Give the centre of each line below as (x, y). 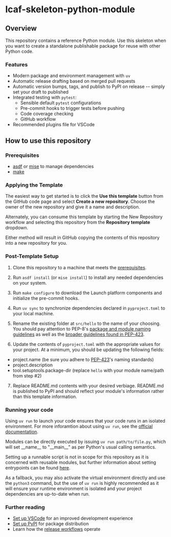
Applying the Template (34, 185)
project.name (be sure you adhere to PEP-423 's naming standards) (83, 359)
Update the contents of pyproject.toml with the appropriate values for (87, 344)
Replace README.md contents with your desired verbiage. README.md (88, 386)
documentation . (22, 431)
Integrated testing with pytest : (44, 98)
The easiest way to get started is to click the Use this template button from (84, 196)
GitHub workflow (38, 119)
